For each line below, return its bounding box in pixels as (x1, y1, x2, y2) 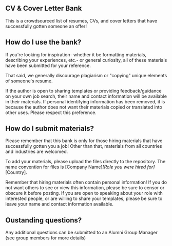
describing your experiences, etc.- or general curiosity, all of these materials (5, 57, 167, 63)
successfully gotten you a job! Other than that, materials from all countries (5, 143, 162, 149)
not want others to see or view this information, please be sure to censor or (5, 185, 165, 191)
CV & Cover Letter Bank (5, 4, 82, 13)
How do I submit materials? (5, 124, 94, 133)
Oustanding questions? (5, 216, 82, 225)
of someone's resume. (5, 78, 53, 84)
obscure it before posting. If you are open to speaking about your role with (5, 190, 163, 196)
